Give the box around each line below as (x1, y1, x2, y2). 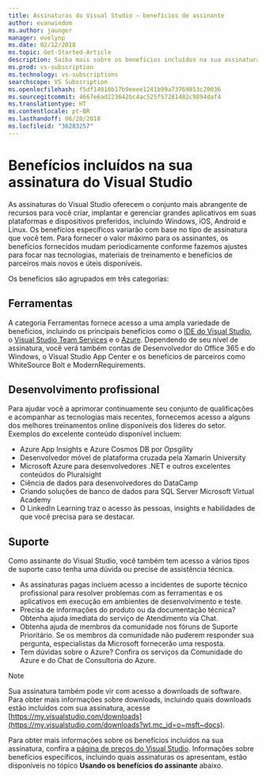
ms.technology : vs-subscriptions (8, 71, 119, 79)
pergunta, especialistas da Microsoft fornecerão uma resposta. (19, 639, 226, 649)
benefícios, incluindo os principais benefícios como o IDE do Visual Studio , (8, 326, 253, 335)
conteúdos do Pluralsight (19, 469, 101, 480)
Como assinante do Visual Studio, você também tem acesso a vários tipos (8, 556, 250, 565)
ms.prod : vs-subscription (8, 63, 93, 71)
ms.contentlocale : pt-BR (8, 108, 90, 116)
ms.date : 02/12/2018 (8, 41, 77, 49)
